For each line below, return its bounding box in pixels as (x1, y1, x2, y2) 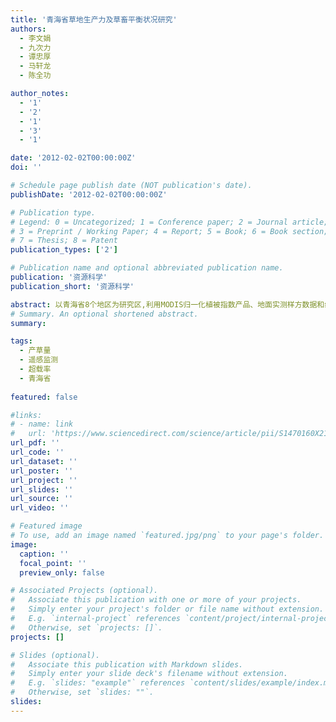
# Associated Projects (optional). (10, 586, 159, 596)
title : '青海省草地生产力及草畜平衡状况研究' (10, 14, 178, 25)
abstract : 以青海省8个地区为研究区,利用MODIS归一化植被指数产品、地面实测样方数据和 (10, 299, 325, 310)
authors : (10, 24, 47, 34)
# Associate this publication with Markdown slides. (10, 659, 244, 670)
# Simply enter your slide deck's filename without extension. (10, 669, 288, 679)
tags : (10, 336, 33, 346)
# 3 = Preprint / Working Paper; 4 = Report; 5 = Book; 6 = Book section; (10, 226, 329, 236)
